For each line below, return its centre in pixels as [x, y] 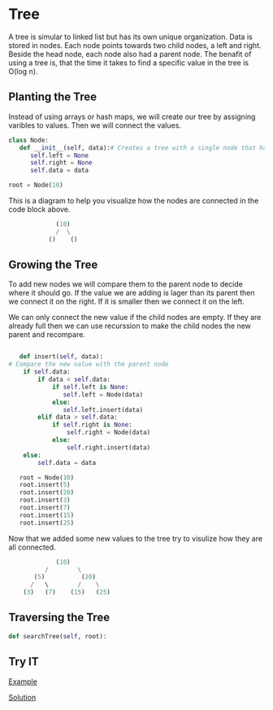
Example [23, 682]
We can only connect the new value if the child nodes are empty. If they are [135, 318]
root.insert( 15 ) [47, 515]
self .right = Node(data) [108, 432]
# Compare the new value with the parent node [89, 364]
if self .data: [47, 372]
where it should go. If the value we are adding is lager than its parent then [132, 293]
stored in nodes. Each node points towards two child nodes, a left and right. [135, 45]
